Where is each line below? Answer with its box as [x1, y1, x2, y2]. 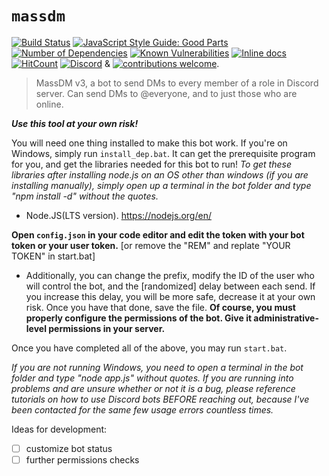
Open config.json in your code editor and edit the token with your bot [11, 228, 305, 241]
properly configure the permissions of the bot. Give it [25, 312, 253, 324]
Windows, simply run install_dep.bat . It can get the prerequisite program [11, 147, 316, 159]
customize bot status [25, 442, 113, 454]
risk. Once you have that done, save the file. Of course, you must [25, 301, 296, 313]
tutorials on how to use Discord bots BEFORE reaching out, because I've [11, 393, 310, 405]
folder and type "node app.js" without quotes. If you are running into [11, 372, 294, 384]
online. [35, 98, 64, 110]
